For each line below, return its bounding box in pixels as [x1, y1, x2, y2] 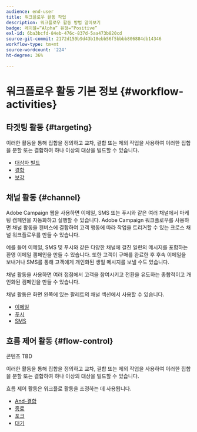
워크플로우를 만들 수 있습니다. [12, 231, 81, 238]
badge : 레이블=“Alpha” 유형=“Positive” [6, 25, 98, 31]
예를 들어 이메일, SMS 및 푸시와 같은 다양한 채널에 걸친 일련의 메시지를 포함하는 [6, 244, 188, 251]
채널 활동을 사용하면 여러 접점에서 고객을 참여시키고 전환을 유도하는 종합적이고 [6, 271, 185, 278]
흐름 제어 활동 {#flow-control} [6, 336, 113, 346]
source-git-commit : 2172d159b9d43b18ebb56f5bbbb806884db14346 [6, 36, 162, 42]
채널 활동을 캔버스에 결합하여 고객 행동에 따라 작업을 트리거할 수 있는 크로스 [12, 224, 185, 231]
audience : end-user [6, 8, 54, 15]
